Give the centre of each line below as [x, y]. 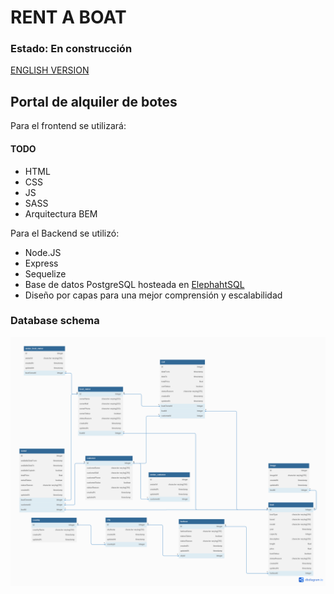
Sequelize [45, 273]
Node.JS [43, 252]
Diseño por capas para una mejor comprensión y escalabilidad [153, 295]
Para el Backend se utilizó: [65, 233]
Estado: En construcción [71, 49]
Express [41, 263]
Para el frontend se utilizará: [68, 126]
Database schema [55, 321]
